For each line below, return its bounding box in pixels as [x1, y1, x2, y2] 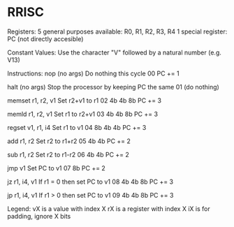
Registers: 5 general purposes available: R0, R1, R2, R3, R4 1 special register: [7, 27, 228, 36]
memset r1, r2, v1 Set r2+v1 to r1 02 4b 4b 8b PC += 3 [7, 96, 162, 105]
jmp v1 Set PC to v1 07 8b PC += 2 [7, 163, 106, 172]
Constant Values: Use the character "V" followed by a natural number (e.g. [7, 48, 222, 57]
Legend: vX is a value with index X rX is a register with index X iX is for [7, 204, 211, 213]
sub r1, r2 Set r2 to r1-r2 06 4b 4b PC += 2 [7, 150, 129, 159]
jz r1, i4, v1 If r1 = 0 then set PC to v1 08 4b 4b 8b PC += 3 [7, 177, 173, 186]
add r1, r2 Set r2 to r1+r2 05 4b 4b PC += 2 [7, 137, 131, 145]
